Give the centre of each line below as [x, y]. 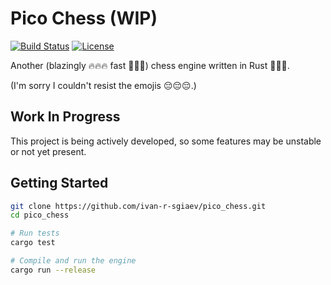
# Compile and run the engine [73, 261]
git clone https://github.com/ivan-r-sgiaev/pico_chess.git [138, 206]
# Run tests [35, 233]
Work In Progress [65, 117]
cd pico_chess [40, 215]
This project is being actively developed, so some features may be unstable [166, 141]
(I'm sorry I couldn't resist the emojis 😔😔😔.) [103, 85]
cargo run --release [53, 270]
